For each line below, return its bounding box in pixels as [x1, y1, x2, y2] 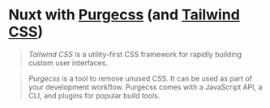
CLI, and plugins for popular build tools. [28, 90, 161, 100]
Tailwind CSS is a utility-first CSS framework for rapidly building [28, 49, 242, 59]
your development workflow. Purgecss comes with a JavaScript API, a [28, 82, 263, 92]
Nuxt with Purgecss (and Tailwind [8, 6, 241, 24]
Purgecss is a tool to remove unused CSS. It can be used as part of [28, 73, 253, 83]
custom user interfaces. [28, 58, 108, 68]
